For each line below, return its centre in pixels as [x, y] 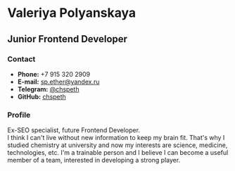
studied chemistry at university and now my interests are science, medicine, [118, 145]
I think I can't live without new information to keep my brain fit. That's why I [116, 138]
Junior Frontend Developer [68, 39]
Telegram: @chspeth [48, 89]
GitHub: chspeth [42, 96]
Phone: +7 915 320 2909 [53, 74]
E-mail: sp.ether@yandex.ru [58, 82]
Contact [21, 59]
